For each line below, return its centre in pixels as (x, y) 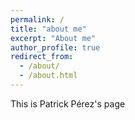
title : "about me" (48, 29)
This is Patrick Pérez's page (68, 103)
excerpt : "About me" (53, 38)
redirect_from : (42, 57)
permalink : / (37, 19)
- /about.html (48, 76)
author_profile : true (55, 47)
